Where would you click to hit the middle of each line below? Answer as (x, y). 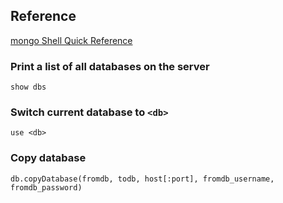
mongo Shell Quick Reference (71, 40)
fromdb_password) (46, 187)
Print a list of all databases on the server (110, 66)
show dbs (28, 87)
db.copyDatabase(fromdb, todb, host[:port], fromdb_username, (142, 179)
